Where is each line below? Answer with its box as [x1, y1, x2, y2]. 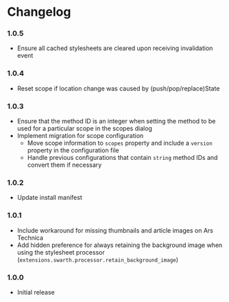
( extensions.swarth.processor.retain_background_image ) [16, 255, 179, 264]
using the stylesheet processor [16, 248, 105, 256]
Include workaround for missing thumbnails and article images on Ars [16, 226, 214, 234]
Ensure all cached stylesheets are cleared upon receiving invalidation [16, 44, 213, 52]
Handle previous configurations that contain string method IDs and [27, 154, 218, 162]
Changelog [7, 4, 71, 20]
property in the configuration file [27, 146, 119, 154]
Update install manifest [16, 194, 82, 202]
